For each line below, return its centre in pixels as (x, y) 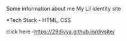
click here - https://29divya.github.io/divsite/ (61, 31)
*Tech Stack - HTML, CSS (39, 20)
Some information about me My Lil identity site (64, 9)
